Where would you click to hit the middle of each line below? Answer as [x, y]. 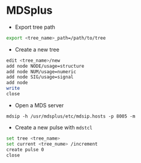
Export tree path [35, 27]
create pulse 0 [25, 150]
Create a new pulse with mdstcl [54, 127]
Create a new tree [37, 49]
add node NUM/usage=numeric [41, 72]
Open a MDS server [39, 105]
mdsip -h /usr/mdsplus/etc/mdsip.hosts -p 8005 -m [71, 116]
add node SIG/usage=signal [40, 77]
